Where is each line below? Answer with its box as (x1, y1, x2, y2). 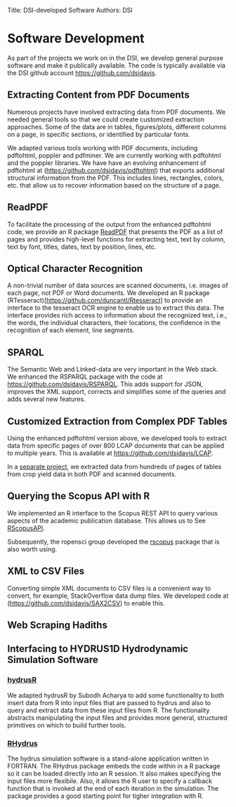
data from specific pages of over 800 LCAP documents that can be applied (7, 442, 225, 450)
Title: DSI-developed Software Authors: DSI (7, 6, 133, 14)
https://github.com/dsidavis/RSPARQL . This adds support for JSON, (7, 380, 204, 388)
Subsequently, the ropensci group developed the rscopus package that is (7, 537, 220, 546)
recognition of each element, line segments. (7, 326, 135, 334)
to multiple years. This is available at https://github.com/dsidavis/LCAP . (7, 449, 214, 457)
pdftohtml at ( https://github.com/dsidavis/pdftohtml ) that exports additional (7, 166, 225, 174)
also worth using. (7, 544, 58, 553)
